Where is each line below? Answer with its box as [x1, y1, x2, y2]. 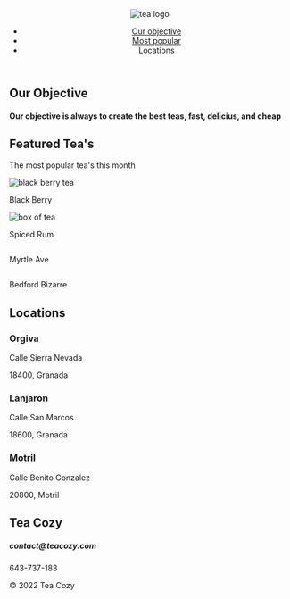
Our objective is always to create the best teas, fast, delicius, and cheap [9, 111, 282, 121]
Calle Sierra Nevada [9, 353, 83, 363]
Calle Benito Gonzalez [9, 472, 91, 483]
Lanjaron [9, 392, 49, 404]
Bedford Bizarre [9, 279, 68, 290]
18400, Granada [9, 370, 69, 380]
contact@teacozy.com [9, 540, 96, 551]
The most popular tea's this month [9, 160, 136, 171]
